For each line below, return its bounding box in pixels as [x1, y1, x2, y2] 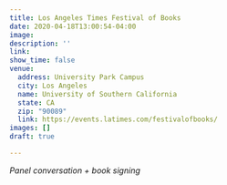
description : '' [9, 38, 71, 48]
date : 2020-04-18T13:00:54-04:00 [9, 22, 137, 31]
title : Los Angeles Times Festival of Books [9, 13, 181, 23]
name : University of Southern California [17, 89, 178, 98]
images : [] [9, 124, 51, 133]
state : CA [17, 98, 55, 108]
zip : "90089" [17, 107, 67, 116]
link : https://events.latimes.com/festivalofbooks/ [17, 115, 219, 124]
